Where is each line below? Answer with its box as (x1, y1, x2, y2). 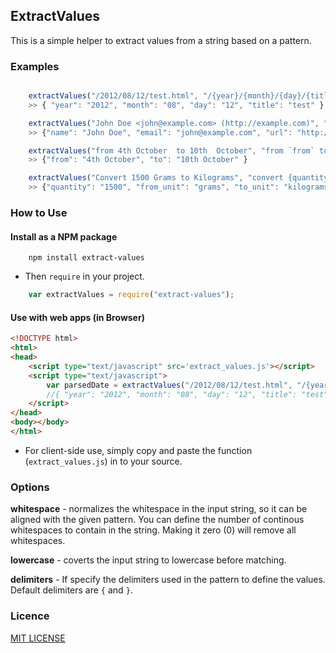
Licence (10, 609, 50, 623)
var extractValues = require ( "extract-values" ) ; (28, 290, 235, 300)
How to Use (10, 206, 68, 220)
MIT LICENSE (10, 632, 66, 644)
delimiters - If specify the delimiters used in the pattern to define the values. (10, 574, 326, 586)
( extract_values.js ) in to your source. (24, 455, 183, 467)
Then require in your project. (24, 270, 145, 283)
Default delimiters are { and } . (10, 584, 133, 596)
